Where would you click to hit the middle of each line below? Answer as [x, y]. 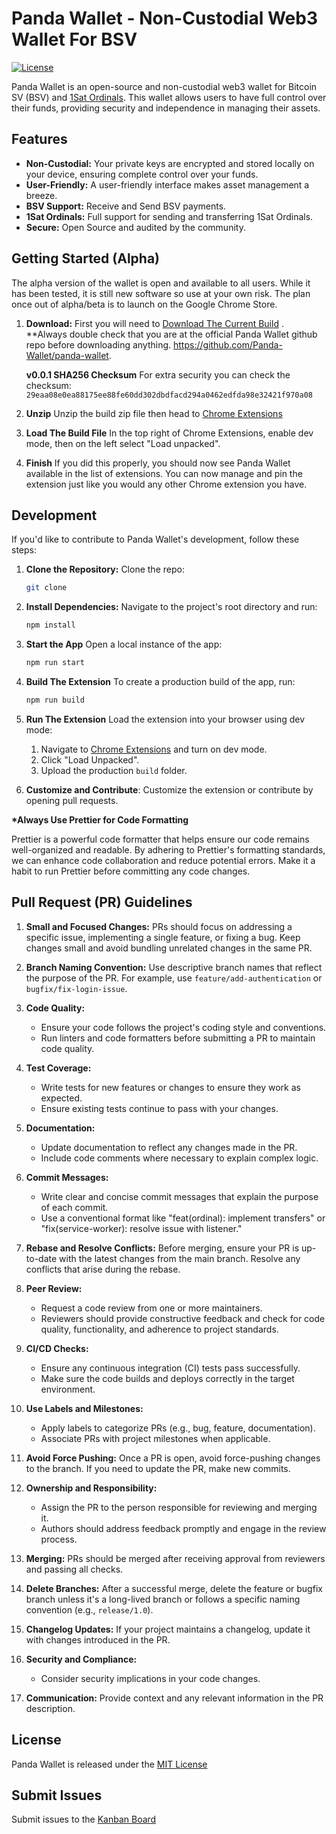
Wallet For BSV [74, 39]
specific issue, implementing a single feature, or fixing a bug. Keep [163, 937]
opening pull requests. [72, 800]
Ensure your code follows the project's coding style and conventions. [183, 1027]
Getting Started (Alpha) [86, 258]
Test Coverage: [58, 1068]
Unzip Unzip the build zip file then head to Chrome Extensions [154, 413]
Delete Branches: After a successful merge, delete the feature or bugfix [174, 1588]
